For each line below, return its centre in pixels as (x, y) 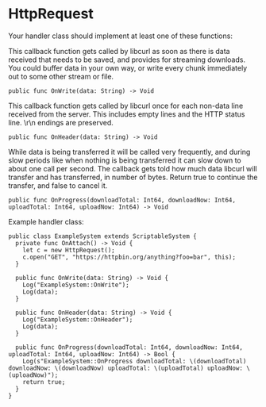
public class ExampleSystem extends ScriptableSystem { (102, 236)
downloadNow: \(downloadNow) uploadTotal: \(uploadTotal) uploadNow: (126, 368)
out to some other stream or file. (61, 76)
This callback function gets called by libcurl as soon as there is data (119, 51)
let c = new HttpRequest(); (69, 250)
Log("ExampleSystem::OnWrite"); (76, 285)
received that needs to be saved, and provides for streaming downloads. (127, 60)
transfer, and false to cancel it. (58, 185)
